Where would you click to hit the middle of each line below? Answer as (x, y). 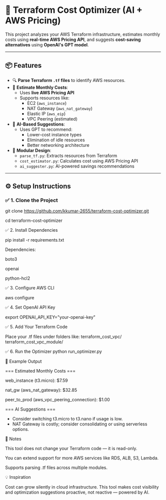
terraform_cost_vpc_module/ (34, 342)
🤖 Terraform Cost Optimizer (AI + (74, 10)
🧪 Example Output (23, 361)
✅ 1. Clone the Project (32, 201)
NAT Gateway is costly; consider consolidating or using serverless (80, 424)
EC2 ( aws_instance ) (47, 103)
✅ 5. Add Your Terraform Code (36, 327)
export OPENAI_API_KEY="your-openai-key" (50, 317)
